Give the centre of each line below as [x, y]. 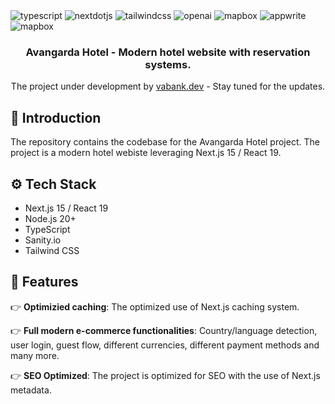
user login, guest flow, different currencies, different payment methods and [165, 345]
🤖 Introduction [56, 117]
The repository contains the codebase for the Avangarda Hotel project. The [165, 142]
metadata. [31, 390]
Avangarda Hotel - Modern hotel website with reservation [168, 52]
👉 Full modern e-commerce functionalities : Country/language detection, [164, 330]
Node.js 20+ [50, 218]
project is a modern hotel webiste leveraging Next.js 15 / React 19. [146, 153]
